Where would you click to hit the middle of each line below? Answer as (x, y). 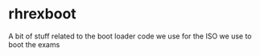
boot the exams (34, 44)
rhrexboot (42, 14)
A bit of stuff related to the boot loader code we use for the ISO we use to (130, 36)
